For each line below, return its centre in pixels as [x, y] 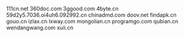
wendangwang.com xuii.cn [40, 27]
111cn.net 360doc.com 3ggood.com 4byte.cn [63, 9]
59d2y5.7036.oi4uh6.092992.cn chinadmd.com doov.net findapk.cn [91, 15]
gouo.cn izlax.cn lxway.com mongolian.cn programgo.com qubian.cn [92, 21]
